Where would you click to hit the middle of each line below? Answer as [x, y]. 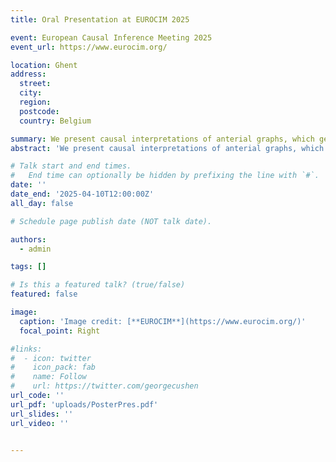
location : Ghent [44, 65]
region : [35, 102]
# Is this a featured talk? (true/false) [98, 285]
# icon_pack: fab [53, 367]
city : [31, 93]
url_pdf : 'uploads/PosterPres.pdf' [84, 404]
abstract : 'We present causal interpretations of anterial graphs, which [167, 148]
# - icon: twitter [51, 358]
